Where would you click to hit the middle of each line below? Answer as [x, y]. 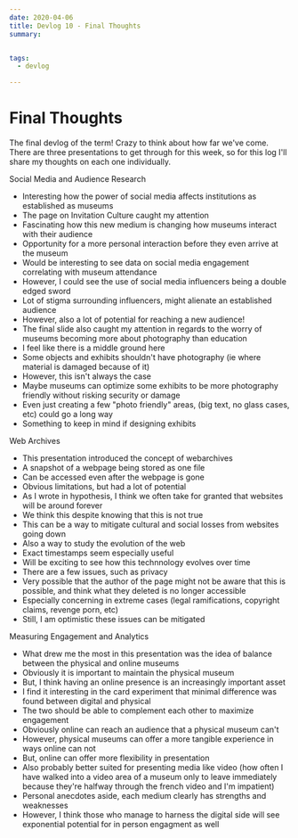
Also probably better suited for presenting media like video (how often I [153, 768]
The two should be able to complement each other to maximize [138, 711]
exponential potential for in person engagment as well [121, 825]
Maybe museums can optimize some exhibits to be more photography [150, 386]
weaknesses [45, 805]
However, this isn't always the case [86, 376]
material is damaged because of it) [86, 367]
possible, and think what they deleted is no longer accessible [134, 591]
